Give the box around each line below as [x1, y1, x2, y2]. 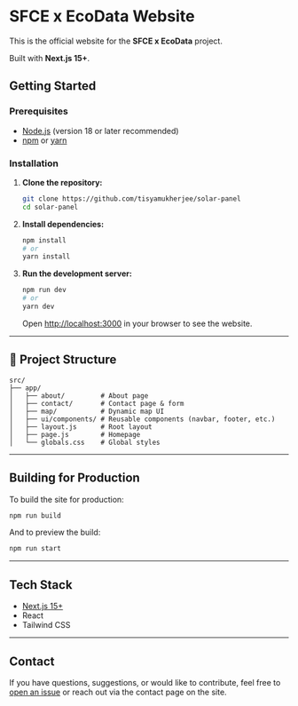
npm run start [9, 544, 62, 553]
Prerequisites [9, 105, 68, 117]
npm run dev [21, 286, 67, 295]
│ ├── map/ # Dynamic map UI [9, 407, 165, 416]
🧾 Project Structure [9, 353, 117, 368]
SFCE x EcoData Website [9, 6, 195, 27]
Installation [9, 157, 59, 170]
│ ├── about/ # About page [9, 391, 149, 401]
